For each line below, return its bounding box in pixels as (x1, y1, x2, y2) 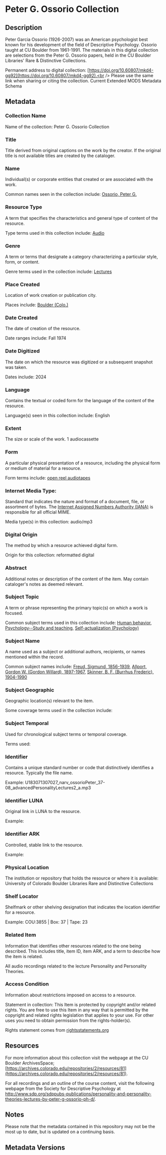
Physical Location (5, 864, 49, 871)
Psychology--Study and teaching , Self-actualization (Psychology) (5, 625, 139, 631)
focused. (5, 610, 23, 616)
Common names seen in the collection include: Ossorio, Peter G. (5, 191, 137, 197)
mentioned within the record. (5, 654, 64, 660)
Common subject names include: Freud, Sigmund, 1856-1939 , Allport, (5, 664, 147, 670)
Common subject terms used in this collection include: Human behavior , (5, 620, 152, 625)
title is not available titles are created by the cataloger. (5, 153, 115, 159)
